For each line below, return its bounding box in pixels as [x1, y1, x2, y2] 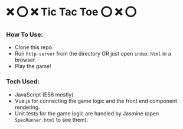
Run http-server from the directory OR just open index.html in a [14, 50, 171, 57]
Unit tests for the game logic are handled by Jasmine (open [14, 109, 159, 117]
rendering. [14, 104, 40, 111]
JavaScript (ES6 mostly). [14, 91, 76, 98]
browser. [14, 56, 37, 63]
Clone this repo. [14, 44, 54, 51]
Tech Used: [6, 78, 40, 86]
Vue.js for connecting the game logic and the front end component [14, 97, 178, 104]
